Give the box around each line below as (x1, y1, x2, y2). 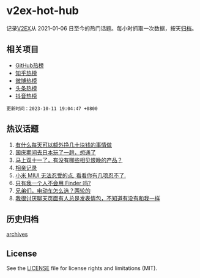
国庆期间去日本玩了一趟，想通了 (15, 148, 96, 156)
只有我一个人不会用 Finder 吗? (15, 179, 91, 186)
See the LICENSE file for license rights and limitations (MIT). (6, 265, 158, 272)
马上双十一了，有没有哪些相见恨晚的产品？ (15, 156, 123, 164)
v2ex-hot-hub (6, 4, 80, 18)
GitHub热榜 (15, 62, 44, 69)
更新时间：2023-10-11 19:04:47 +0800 (6, 105, 98, 112)
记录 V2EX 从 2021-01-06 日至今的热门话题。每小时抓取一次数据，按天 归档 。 (6, 24, 198, 32)
